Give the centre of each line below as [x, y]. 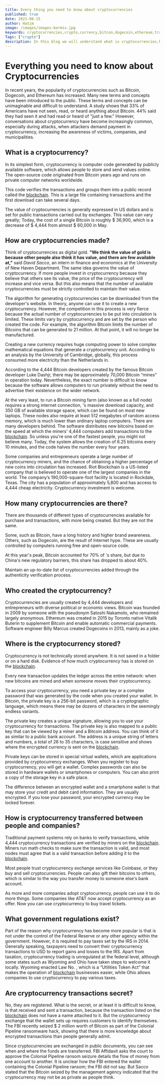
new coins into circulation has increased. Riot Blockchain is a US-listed [77, 467]
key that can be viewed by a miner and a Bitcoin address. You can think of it [82, 731]
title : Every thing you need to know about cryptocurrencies [69, 10]
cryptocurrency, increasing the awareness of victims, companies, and [76, 132]
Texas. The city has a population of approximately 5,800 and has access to [81, 483]
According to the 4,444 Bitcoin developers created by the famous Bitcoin [79, 370]
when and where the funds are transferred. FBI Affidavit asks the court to [79, 1051]
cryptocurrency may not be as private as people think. [60, 1077]
